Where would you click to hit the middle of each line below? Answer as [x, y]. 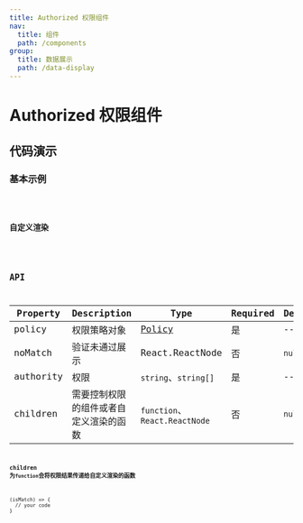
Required [253, 313]
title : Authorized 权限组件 [60, 18]
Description [102, 313]
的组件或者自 [99, 408]
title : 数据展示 [46, 60]
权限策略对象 [99, 330]
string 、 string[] [177, 377]
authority [38, 377]
